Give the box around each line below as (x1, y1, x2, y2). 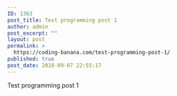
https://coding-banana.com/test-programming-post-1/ (13, 49, 171, 56)
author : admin (7, 23, 49, 30)
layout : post (7, 36, 45, 43)
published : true (7, 56, 55, 63)
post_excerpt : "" (7, 29, 58, 37)
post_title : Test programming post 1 (7, 17, 118, 24)
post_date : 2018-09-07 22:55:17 (7, 62, 101, 69)
